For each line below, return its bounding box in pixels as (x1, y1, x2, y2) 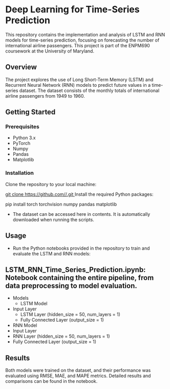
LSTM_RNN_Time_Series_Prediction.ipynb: (5, 265, 146, 274)
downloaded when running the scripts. (12, 216, 95, 223)
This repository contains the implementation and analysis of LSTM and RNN (5, 31, 165, 38)
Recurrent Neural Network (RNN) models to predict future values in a (5, 82, 151, 88)
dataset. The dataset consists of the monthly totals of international (19, 87, 160, 94)
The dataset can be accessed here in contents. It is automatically (12, 211, 151, 217)
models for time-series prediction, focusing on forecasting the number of (5, 37, 160, 43)
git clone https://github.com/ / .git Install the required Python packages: (5, 191, 154, 197)
